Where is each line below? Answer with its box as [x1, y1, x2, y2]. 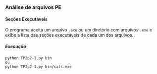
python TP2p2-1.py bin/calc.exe [5, 64, 72, 70]
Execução [5, 43, 26, 49]
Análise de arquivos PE [5, 4, 62, 11]
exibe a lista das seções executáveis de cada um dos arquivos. [5, 32, 134, 38]
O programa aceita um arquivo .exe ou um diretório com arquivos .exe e [5, 27, 153, 33]
